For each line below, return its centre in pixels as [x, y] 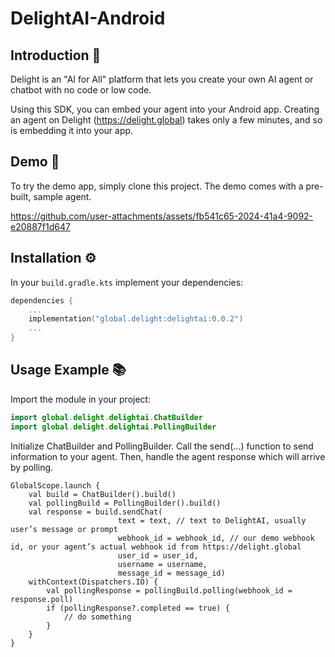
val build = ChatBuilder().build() [102, 494]
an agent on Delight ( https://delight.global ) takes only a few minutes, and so [166, 120]
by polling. [32, 467]
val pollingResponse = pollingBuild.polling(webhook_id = [169, 590]
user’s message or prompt [64, 529]
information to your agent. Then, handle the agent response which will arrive [168, 456]
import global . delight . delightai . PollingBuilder [113, 427]
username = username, [162, 564]
